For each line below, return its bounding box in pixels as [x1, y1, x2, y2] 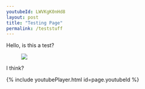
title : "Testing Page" [6, 20, 63, 26]
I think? [6, 65, 25, 72]
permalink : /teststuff [6, 25, 63, 32]
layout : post [6, 14, 39, 20]
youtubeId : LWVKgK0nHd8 [6, 8, 66, 15]
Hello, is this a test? [6, 42, 55, 49]
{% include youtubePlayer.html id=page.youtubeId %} [6, 76, 140, 84]
